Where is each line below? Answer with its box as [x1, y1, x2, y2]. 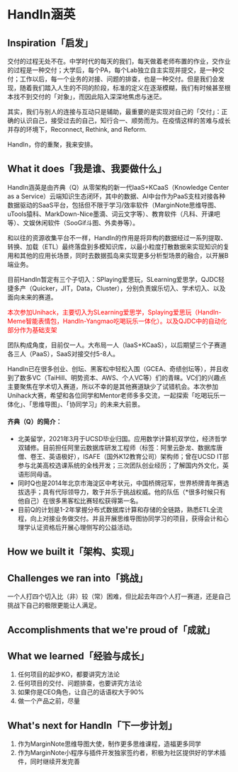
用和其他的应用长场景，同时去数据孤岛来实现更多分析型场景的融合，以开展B [7, 251, 229, 259]
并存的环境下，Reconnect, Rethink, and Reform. [7, 125, 147, 133]
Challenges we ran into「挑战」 [7, 572, 148, 584]
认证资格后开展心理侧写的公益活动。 [30, 523, 136, 532]
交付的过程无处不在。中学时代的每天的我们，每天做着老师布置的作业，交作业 [7, 57, 231, 65]
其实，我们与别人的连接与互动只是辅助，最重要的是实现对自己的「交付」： [7, 108, 222, 115]
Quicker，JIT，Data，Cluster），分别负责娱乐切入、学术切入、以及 [31, 284, 226, 293]
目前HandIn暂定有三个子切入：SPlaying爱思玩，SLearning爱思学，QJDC [7, 275, 219, 283]
